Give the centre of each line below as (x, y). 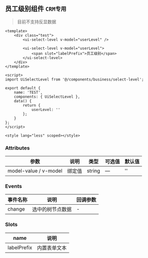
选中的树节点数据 (52, 210)
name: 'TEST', (28, 92)
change (16, 209)
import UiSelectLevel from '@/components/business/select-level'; (74, 79)
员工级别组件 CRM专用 (36, 9)
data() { (23, 101)
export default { (23, 88)
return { (32, 105)
